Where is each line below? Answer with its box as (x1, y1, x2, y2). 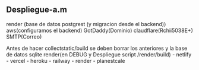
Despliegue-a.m (6, 5, 67, 15)
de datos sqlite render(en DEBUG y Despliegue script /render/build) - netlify (6, 50, 192, 58)
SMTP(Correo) (6, 33, 42, 40)
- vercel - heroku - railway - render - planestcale (6, 57, 125, 64)
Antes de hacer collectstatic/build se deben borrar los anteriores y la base (6, 44, 188, 52)
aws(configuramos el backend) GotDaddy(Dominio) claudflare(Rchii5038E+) (6, 27, 193, 34)
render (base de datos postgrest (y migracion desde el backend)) (6, 20, 166, 27)
